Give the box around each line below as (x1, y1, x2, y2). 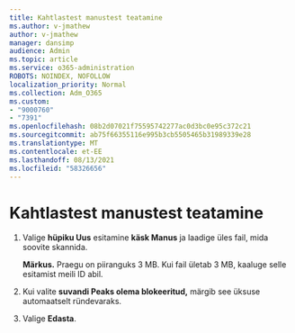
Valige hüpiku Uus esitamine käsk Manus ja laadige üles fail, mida (22, 232, 269, 243)
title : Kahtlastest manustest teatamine (9, 13, 164, 22)
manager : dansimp (9, 38, 75, 48)
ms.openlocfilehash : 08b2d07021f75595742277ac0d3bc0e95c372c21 (9, 122, 252, 131)
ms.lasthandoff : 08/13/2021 (9, 155, 115, 165)
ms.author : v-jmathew (9, 22, 91, 31)
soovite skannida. (22, 242, 88, 253)
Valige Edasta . (22, 313, 76, 324)
